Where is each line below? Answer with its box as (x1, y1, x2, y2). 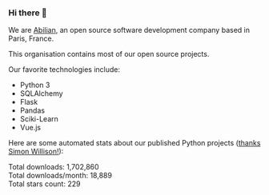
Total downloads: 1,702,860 (8, 162, 99, 172)
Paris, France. (8, 34, 54, 43)
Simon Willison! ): (8, 147, 64, 157)
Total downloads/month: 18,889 (8, 171, 112, 181)
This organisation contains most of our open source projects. (8, 50, 210, 59)
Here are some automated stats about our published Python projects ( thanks (8, 138, 261, 148)
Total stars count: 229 (8, 179, 81, 189)
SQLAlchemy (19, 89, 63, 98)
